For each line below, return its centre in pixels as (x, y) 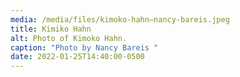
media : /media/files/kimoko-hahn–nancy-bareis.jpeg (120, 19)
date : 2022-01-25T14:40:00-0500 (77, 57)
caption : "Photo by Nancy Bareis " (84, 47)
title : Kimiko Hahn (51, 29)
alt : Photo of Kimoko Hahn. (69, 38)
